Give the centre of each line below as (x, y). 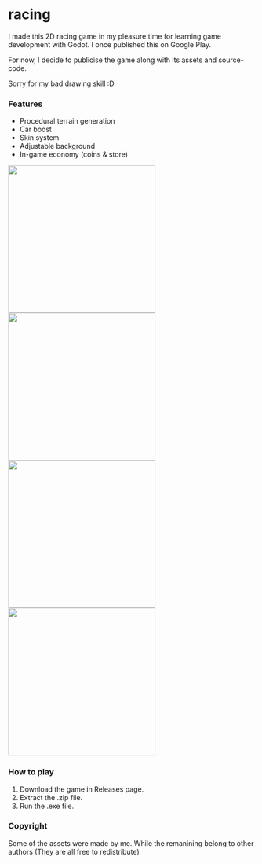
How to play (31, 772)
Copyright (28, 826)
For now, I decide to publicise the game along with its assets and (113, 60)
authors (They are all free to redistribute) (74, 851)
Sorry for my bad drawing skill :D (62, 83)
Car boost (36, 129)
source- (231, 60)
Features (25, 104)
